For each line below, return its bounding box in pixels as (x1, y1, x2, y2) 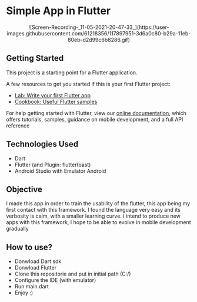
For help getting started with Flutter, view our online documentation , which (6, 109, 187, 116)
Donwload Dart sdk (14, 258, 62, 265)
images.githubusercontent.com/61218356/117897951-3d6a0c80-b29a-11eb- (6, 29, 191, 37)
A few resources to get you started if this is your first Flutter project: (6, 80, 171, 87)
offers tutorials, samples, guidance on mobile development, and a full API (6, 116, 183, 123)
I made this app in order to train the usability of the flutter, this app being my (6, 200, 191, 207)
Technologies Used (6, 139, 78, 149)
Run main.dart (14, 283, 49, 290)
